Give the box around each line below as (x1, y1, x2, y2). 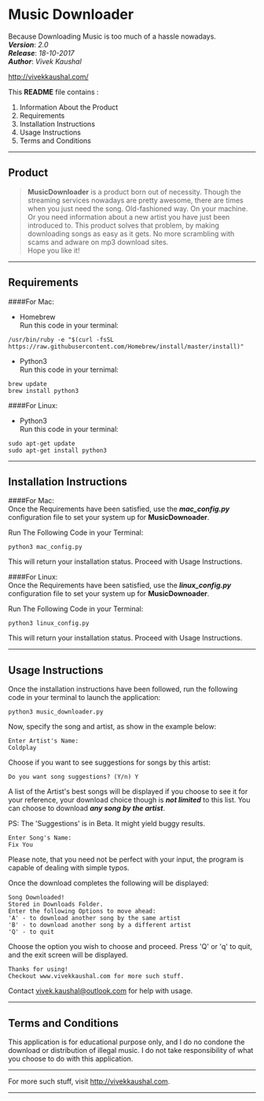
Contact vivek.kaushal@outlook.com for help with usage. (8, 986, 193, 995)
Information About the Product (19, 102, 119, 112)
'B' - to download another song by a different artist (8, 921, 192, 929)
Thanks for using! (8, 966, 68, 973)
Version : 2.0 (8, 39, 49, 49)
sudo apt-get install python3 (8, 447, 108, 454)
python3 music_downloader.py (8, 708, 104, 716)
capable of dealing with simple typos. (8, 863, 130, 873)
